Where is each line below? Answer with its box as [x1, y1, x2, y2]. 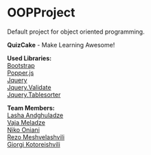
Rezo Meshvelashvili [7, 132, 65, 141]
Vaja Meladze [7, 118, 46, 126]
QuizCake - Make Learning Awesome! [7, 40, 115, 49]
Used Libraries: [7, 53, 52, 62]
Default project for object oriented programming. [7, 27, 146, 36]
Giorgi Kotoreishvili [7, 140, 60, 148]
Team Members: [7, 104, 55, 112]
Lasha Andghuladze [7, 111, 64, 119]
